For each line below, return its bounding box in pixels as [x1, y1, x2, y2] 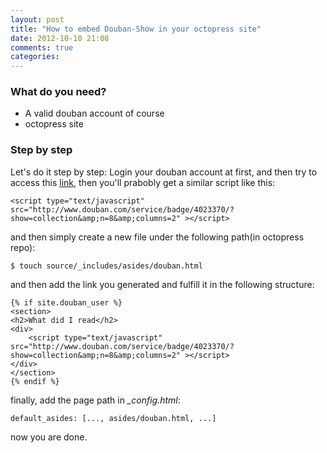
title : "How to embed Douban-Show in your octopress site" [10, 24, 262, 34]
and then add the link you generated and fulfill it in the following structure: [10, 278, 315, 290]
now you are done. [10, 431, 88, 443]
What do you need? [10, 85, 107, 99]
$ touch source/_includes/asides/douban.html [10, 261, 203, 271]
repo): [10, 241, 36, 253]
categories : [10, 52, 60, 62]
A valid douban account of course [24, 107, 165, 120]
